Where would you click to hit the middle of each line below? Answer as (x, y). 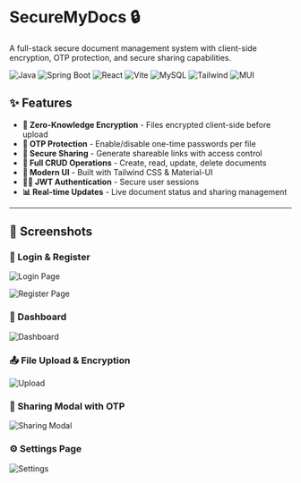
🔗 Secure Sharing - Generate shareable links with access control (142, 153)
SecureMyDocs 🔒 (75, 17)
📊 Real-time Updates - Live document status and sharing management (155, 191)
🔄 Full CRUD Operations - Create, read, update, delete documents (144, 163)
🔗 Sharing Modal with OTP (67, 406)
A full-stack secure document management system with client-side (133, 48)
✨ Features (41, 103)
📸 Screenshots (51, 232)
